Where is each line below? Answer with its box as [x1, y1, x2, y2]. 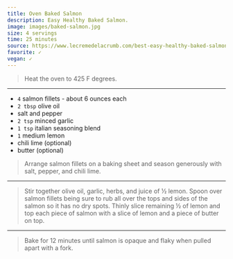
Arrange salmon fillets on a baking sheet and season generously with [24, 159, 222, 167]
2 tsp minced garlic [17, 116, 74, 125]
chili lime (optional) [17, 138, 72, 147]
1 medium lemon [17, 131, 65, 140]
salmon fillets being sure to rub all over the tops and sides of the [24, 194, 208, 202]
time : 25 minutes [7, 36, 58, 43]
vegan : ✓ [7, 56, 33, 62]
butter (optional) [17, 146, 64, 154]
